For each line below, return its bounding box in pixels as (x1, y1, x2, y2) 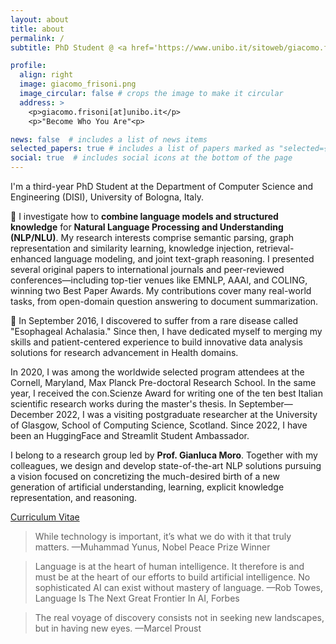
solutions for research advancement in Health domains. (10, 347, 239, 358)
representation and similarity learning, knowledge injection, (10, 242, 255, 254)
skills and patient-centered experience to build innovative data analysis (10, 336, 303, 348)
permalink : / (10, 33, 65, 43)
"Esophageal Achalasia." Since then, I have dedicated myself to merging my (10, 326, 323, 337)
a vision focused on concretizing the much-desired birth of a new (10, 471, 280, 482)
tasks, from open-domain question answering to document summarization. (10, 296, 319, 307)
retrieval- (256, 242, 295, 254)
